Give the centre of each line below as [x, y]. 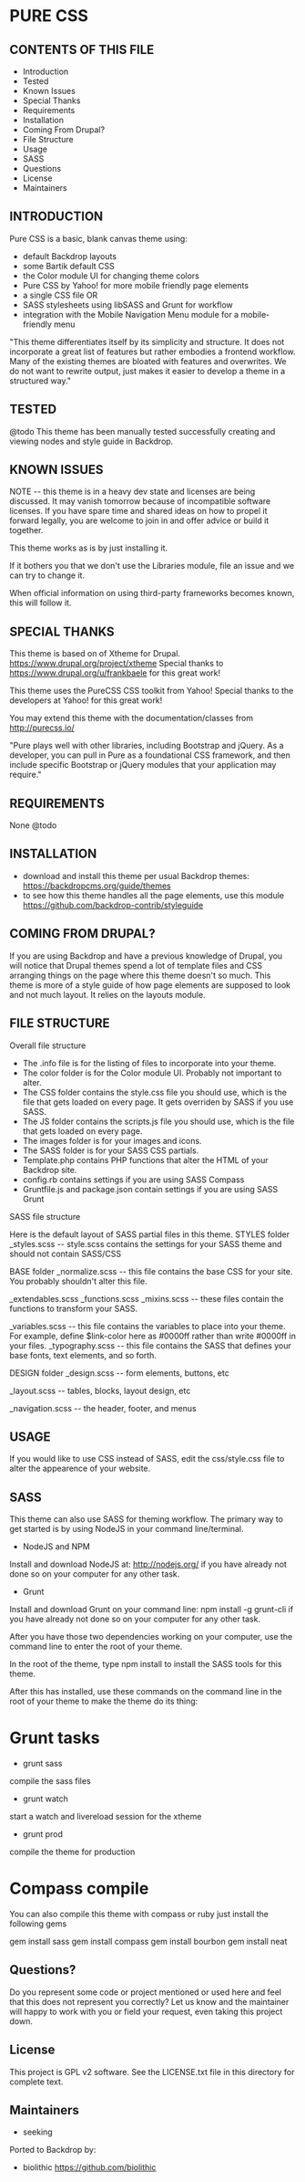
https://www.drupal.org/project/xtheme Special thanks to [117, 664]
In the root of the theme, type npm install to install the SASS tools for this [146, 1664]
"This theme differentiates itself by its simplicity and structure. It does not [147, 341]
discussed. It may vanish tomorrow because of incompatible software [140, 501]
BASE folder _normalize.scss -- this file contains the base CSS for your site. [151, 1271]
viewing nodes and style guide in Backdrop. [91, 441]
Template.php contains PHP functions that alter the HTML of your [145, 1159]
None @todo [33, 825]
